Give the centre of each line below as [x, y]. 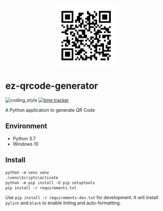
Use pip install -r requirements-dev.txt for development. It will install [82, 197]
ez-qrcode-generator [52, 86]
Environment [26, 126]
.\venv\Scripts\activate [32, 178]
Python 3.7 [24, 138]
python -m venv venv [27, 173]
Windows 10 [26, 144]
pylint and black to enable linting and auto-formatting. [63, 203]
